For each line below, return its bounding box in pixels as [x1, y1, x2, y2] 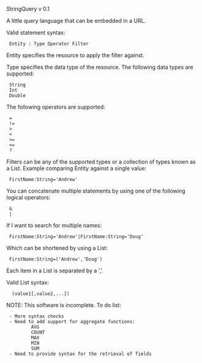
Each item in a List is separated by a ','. [6, 267, 104, 274]
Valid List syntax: [6, 279, 50, 286]
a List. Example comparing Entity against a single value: [6, 165, 147, 172]
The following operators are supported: [6, 104, 105, 110]
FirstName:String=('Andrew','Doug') [9, 256, 103, 262]
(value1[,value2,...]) [12, 291, 70, 297]
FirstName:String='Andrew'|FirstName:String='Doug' [9, 234, 144, 240]
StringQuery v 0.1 [6, 6, 50, 12]
